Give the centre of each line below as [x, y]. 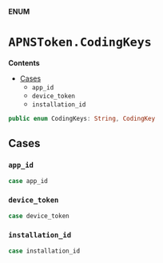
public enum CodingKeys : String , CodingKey [82, 118]
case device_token [39, 216]
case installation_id [44, 251]
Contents [24, 62]
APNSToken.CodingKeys [80, 43]
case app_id [28, 181]
